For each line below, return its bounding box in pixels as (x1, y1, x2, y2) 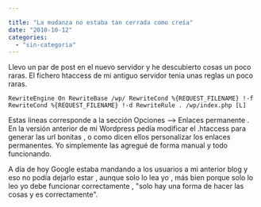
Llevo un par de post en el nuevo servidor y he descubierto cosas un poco (8, 63, 251, 72)
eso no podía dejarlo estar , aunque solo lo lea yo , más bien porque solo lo (8, 173, 254, 182)
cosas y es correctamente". (8, 190, 98, 199)
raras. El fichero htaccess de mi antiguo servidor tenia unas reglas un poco (8, 71, 254, 80)
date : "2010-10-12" (8, 25, 73, 34)
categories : (8, 33, 48, 41)
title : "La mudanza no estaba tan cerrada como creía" (8, 18, 194, 26)
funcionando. (8, 149, 52, 159)
